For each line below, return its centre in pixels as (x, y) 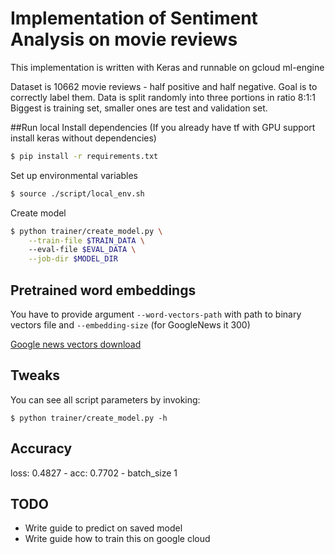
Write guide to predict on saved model (103, 528)
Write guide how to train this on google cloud (117, 539)
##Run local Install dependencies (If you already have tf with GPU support (163, 127)
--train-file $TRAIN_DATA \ (86, 240)
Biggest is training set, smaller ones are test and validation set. (139, 108)
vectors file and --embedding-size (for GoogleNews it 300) (130, 325)
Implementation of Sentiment (134, 18)
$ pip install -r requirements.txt (84, 156)
